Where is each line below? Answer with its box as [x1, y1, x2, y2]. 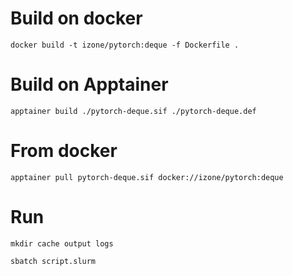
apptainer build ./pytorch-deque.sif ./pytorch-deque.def [10, 106, 257, 116]
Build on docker [10, 7, 143, 30]
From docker [10, 140, 118, 162]
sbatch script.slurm [10, 256, 97, 266]
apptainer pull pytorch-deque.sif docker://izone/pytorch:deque [10, 172, 284, 182]
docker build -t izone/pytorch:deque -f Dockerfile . [10, 40, 240, 50]
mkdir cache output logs [10, 238, 114, 249]
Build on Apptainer [10, 73, 169, 96]
